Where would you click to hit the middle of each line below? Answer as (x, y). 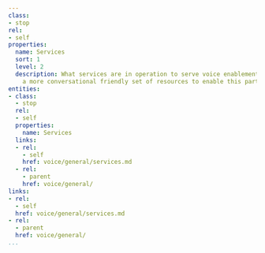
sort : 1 (28, 60)
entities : (24, 89)
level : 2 (30, 67)
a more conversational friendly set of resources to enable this (132, 81)
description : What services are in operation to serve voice (118, 74)
